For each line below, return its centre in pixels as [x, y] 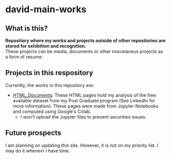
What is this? [27, 28]
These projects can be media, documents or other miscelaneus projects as [84, 51]
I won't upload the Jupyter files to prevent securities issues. [83, 117]
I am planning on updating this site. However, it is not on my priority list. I [82, 145]
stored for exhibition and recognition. [46, 46]
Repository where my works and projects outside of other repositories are [85, 40]
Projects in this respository [49, 73]
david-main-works [46, 9]
